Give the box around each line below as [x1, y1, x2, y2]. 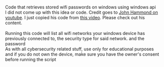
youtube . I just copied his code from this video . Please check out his [5, 15, 145, 20]
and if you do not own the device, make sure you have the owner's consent [5, 51, 160, 57]
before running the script [5, 57, 56, 62]
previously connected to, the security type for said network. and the [5, 35, 145, 41]
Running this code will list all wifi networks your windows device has [5, 31, 145, 36]
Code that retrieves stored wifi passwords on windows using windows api [5, 4, 156, 10]
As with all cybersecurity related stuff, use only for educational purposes [5, 46, 154, 52]
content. [5, 20, 22, 26]
